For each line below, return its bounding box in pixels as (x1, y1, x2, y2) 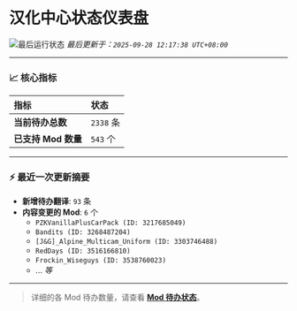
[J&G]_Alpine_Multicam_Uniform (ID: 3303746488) (34, 237, 218, 246)
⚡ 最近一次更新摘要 (9, 171, 90, 184)
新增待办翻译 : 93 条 (21, 195, 92, 206)
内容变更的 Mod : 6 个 (21, 207, 99, 217)
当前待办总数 (13, 117, 68, 129)
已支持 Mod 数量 (13, 133, 82, 146)
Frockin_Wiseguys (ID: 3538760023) (34, 255, 166, 265)
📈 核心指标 (9, 72, 57, 84)
